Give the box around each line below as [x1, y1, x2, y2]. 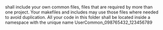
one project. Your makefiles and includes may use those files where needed [5, 9, 159, 15]
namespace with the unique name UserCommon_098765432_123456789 [5, 19, 153, 25]
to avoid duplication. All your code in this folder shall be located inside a [5, 15, 151, 20]
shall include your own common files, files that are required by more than [5, 4, 153, 10]
